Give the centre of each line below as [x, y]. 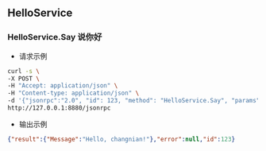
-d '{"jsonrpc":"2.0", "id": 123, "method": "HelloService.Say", [118, 101]
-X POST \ [24, 79]
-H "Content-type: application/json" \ [73, 93]
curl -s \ [24, 71]
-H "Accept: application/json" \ [63, 86]
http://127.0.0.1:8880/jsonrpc [59, 108]
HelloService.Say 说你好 [55, 37]
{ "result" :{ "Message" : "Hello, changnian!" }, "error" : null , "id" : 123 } [121, 139]
